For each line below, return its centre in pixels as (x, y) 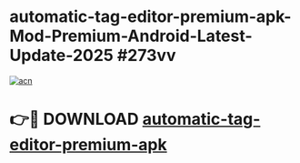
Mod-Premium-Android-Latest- (131, 36)
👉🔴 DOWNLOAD (74, 119)
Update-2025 (61, 56)
